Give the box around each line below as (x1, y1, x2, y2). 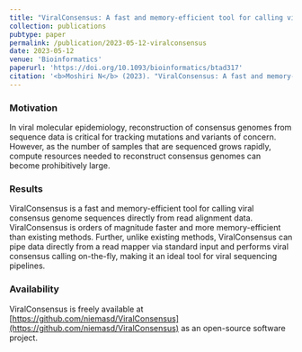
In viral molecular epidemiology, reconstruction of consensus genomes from (9, 122, 292, 133)
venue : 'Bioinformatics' (9, 55, 102, 64)
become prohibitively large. (9, 160, 111, 171)
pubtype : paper (9, 30, 67, 39)
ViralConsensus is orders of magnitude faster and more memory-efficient (9, 222, 281, 233)
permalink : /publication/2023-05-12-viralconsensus (9, 38, 207, 48)
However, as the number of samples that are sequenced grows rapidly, (9, 141, 271, 152)
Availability (9, 283, 60, 295)
